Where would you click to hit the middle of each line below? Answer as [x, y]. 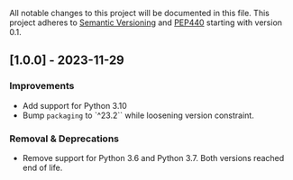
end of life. [42, 167]
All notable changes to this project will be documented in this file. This [140, 13]
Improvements [42, 86]
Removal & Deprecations [64, 139]
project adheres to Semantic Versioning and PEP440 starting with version [146, 22]
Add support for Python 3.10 [75, 105]
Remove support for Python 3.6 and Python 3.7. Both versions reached [153, 157]
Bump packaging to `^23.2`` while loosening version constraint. [138, 115]
